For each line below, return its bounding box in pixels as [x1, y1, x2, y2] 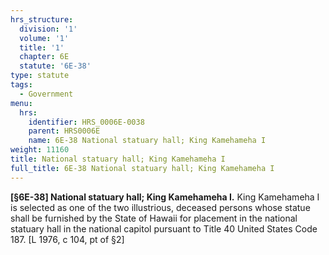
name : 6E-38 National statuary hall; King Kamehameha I [28, 136, 267, 146]
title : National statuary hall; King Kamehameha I [10, 154, 226, 164]
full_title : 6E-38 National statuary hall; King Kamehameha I [10, 163, 275, 173]
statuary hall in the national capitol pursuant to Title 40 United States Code [10, 222, 318, 235]
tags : [10, 80, 33, 90]
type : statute [10, 71, 70, 81]
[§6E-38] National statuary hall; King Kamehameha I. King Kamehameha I [10, 191, 320, 203]
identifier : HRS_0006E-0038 [28, 117, 145, 127]
